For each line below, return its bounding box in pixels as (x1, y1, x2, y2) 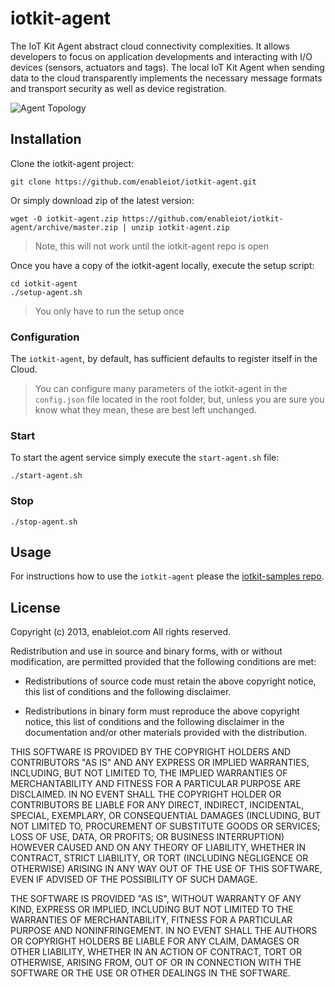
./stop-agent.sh (10, 517, 78, 527)
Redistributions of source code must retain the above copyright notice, (24, 675, 317, 687)
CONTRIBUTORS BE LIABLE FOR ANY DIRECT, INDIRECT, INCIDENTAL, (10, 799, 305, 811)
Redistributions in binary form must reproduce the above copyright (24, 705, 300, 717)
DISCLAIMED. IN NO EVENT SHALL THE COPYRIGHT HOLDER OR (10, 788, 282, 801)
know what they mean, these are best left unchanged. (34, 404, 257, 416)
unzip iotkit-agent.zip (131, 222, 230, 232)
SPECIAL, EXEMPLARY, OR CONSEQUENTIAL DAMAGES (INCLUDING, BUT (10, 810, 322, 822)
